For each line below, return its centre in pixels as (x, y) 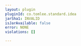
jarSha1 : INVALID (22, 18)
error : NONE (17, 28)
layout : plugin (20, 9)
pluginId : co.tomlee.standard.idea (41, 14)
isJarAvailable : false (28, 23)
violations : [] (20, 32)
